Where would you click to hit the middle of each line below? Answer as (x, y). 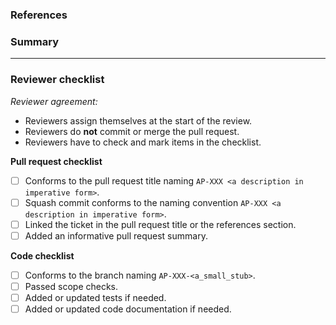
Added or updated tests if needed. (95, 297)
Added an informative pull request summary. (116, 235)
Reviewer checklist (57, 80)
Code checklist (42, 255)
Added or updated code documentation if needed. (128, 309)
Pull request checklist (56, 161)
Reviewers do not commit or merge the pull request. (132, 131)
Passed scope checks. (71, 286)
